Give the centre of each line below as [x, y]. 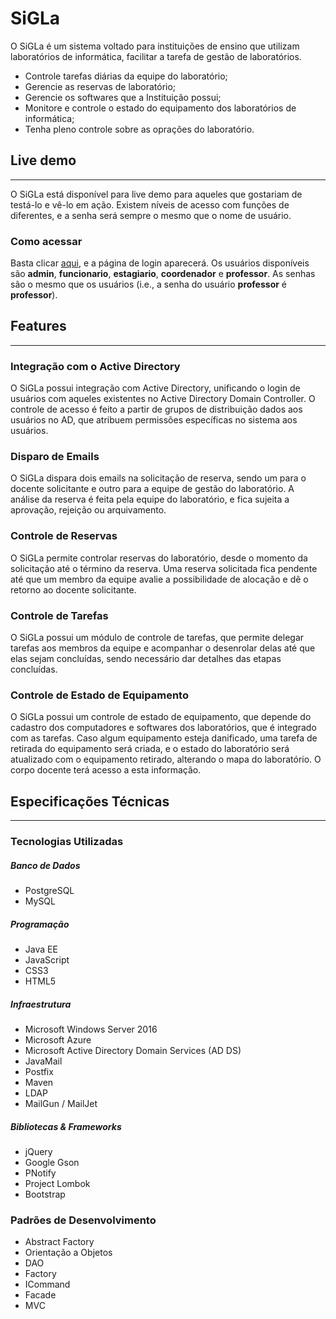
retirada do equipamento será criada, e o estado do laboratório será [150, 749]
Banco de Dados [45, 865]
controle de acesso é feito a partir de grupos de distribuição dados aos [156, 409]
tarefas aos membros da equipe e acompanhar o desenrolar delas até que [163, 648]
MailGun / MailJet [61, 1103]
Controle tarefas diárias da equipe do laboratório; [126, 76]
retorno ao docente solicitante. [73, 589]
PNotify [40, 1173]
